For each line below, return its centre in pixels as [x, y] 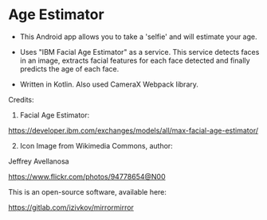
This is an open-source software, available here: [88, 191]
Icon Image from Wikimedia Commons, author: [96, 145]
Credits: [21, 99]
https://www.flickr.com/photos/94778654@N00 [87, 176]
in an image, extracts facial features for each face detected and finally [135, 60]
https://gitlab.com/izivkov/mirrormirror [71, 207]
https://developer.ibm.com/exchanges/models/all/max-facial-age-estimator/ [133, 130]
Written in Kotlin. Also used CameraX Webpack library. [109, 84]
